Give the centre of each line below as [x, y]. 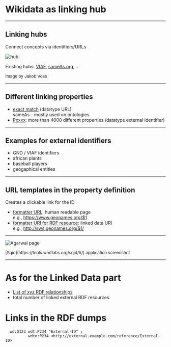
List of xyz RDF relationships [42, 292]
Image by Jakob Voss [26, 76]
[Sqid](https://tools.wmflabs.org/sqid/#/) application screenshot [68, 253]
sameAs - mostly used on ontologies [51, 114]
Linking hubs [26, 34]
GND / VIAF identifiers [36, 153]
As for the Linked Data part [63, 278]
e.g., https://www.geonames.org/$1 [50, 218]
